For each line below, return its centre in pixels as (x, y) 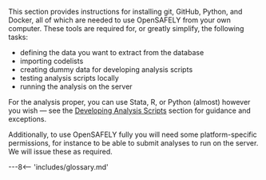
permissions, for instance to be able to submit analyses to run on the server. (133, 143)
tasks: (18, 37)
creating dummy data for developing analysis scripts (106, 70)
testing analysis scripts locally (69, 78)
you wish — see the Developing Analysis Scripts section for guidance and (130, 110)
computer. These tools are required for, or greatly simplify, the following (126, 28)
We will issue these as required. (61, 152)
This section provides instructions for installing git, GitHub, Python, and (125, 12)
